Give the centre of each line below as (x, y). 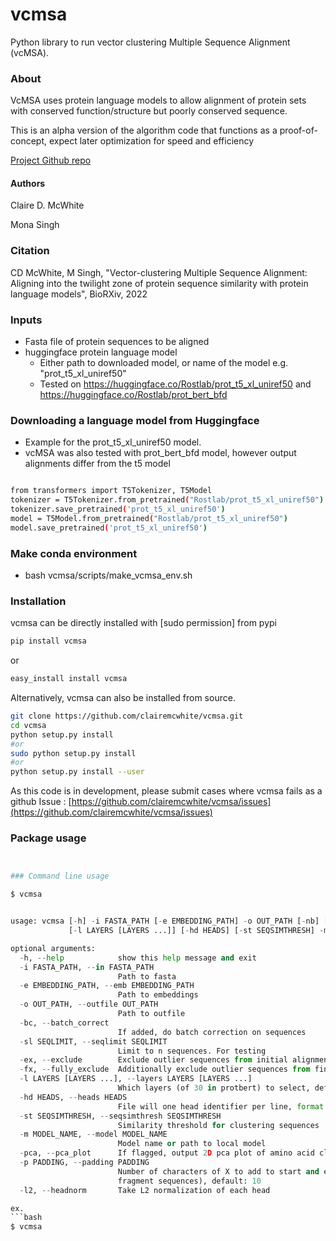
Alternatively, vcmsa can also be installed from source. (123, 698)
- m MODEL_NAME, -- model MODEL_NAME (93, 1134)
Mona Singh (35, 225)
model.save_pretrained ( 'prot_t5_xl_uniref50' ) (109, 528)
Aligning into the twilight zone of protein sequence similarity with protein (159, 283)
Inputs (26, 320)
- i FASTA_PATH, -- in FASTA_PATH (87, 967)
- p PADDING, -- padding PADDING (84, 1163)
